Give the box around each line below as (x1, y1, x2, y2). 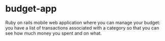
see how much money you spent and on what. (5, 30, 102, 36)
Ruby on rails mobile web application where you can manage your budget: (5, 19, 161, 25)
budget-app (5, 3, 57, 14)
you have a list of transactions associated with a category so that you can (5, 24, 159, 30)
